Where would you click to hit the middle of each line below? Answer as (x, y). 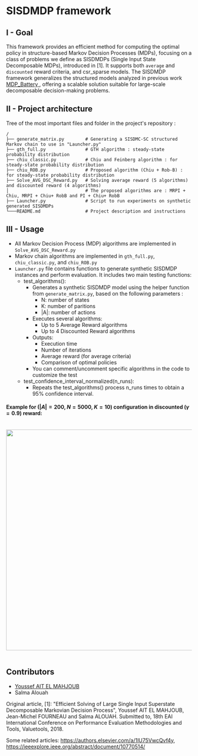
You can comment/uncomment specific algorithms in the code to (111, 369)
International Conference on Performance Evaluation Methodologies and (94, 722)
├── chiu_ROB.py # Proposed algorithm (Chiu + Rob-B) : (95, 170)
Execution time (59, 343)
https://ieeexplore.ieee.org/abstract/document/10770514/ (76, 747)
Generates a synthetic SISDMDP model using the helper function (111, 287)
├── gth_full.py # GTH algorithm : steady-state (85, 149)
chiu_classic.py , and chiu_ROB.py (56, 262)
